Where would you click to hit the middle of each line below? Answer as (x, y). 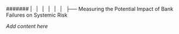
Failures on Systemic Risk (37, 15)
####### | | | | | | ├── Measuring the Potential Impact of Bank (90, 9)
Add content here (27, 26)
